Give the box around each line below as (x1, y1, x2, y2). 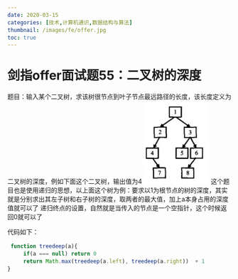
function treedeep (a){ (10, 243, 78, 250)
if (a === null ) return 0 (23, 251, 97, 258)
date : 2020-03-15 (7, 11, 59, 18)
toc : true (7, 34, 37, 41)
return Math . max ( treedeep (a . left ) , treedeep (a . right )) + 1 (23, 258, 205, 265)
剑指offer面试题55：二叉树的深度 (7, 67, 202, 84)
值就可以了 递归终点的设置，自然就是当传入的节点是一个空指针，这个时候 (7, 204, 221, 212)
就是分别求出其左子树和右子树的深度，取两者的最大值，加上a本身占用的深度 (7, 195, 229, 204)
